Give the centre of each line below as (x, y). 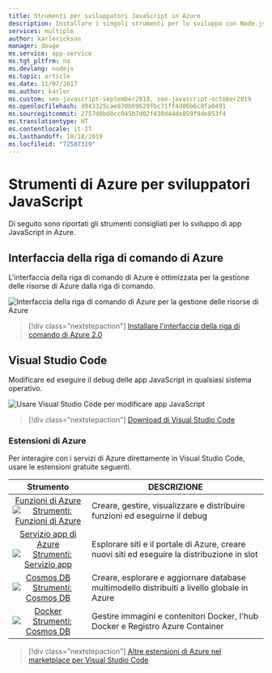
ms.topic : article (39, 76)
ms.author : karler (39, 91)
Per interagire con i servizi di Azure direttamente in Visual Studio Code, (127, 458)
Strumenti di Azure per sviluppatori (130, 184)
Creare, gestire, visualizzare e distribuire (168, 506)
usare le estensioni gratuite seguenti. (70, 467)
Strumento (48, 487)
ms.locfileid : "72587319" (52, 144)
